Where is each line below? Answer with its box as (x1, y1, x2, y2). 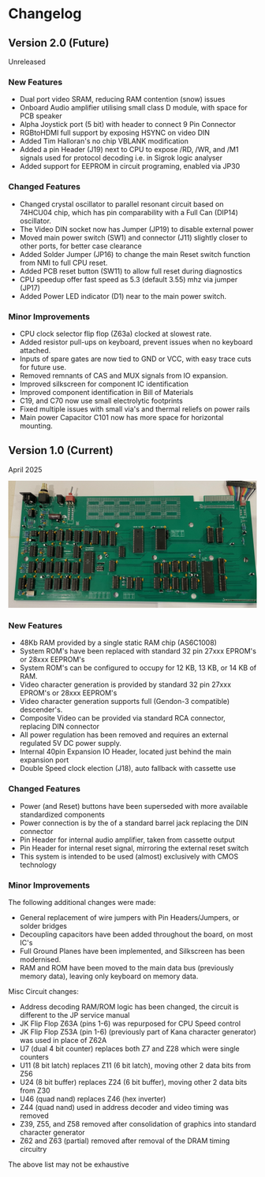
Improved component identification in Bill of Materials (19, 387, 194, 397)
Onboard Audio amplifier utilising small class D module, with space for (19, 103, 248, 113)
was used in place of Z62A (19, 1035, 107, 1045)
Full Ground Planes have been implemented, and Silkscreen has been (19, 946, 245, 955)
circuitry (19, 1144, 47, 1153)
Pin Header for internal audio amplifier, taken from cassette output (19, 835, 235, 844)
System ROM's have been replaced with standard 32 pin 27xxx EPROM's (19, 646, 256, 656)
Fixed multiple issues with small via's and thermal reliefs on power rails (19, 404, 251, 414)
